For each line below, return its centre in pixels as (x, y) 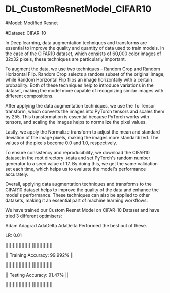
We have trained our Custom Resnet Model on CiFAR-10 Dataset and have (82, 210)
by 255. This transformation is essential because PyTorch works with (77, 116)
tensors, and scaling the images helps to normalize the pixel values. (76, 122)
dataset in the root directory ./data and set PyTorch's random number (78, 158)
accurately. (17, 174)
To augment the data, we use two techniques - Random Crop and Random (83, 69)
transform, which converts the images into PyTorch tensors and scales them (85, 111)
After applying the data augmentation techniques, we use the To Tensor (80, 105)
